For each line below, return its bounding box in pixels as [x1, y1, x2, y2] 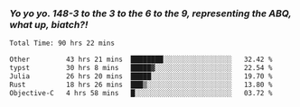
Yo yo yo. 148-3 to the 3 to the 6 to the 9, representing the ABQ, [9, 7, 292, 20]
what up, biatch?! [9, 18, 89, 31]
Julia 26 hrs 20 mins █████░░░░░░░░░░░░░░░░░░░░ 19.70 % [9, 71, 273, 81]
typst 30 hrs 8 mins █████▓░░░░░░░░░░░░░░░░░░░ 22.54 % [9, 64, 273, 73]
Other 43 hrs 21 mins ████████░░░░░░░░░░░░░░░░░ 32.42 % [9, 55, 273, 65]
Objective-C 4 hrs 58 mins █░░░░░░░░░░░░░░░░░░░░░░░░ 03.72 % [9, 88, 273, 97]
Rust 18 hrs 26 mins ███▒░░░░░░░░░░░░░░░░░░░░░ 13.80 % [9, 80, 273, 89]
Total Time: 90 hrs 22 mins [9, 39, 116, 48]
